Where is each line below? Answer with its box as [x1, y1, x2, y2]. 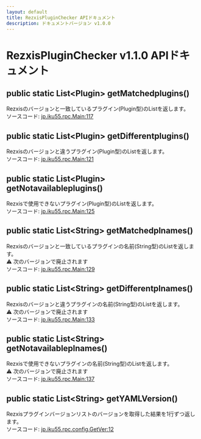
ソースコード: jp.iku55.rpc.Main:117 [6, 113, 94, 120]
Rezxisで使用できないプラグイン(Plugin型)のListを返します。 [6, 200, 157, 207]
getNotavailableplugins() [6, 183, 104, 193]
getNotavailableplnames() [6, 343, 108, 354]
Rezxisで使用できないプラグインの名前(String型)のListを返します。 [6, 360, 173, 368]
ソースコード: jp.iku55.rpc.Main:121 [6, 155, 94, 163]
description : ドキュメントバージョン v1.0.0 [6, 20, 111, 26]
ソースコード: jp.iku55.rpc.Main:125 [6, 208, 95, 215]
